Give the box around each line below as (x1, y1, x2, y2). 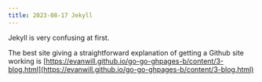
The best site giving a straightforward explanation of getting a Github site (8, 48, 245, 57)
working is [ (8, 56, 46, 66)
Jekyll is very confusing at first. (8, 33, 110, 42)
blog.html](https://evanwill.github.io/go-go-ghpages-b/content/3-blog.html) (8, 64, 254, 74)
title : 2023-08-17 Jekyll (8, 11, 93, 20)
